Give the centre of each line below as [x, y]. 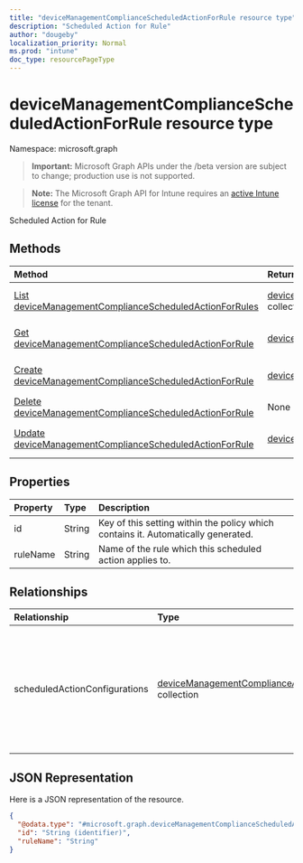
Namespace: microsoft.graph [64, 148]
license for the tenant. [72, 202]
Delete [28, 401]
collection [178, 695]
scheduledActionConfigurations [81, 689]
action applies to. [134, 559]
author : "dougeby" [44, 34]
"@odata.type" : [46, 825]
